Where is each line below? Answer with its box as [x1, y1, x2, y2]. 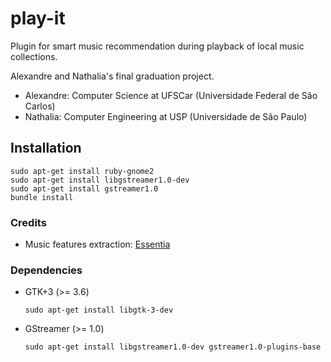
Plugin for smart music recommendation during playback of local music [10, 40, 305, 52]
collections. [10, 50, 58, 62]
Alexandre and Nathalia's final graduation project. [10, 70, 215, 82]
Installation [10, 140, 82, 157]
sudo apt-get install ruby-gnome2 [10, 166, 155, 176]
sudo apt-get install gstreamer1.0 [10, 183, 159, 194]
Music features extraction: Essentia [24, 238, 171, 251]
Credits [10, 215, 47, 229]
